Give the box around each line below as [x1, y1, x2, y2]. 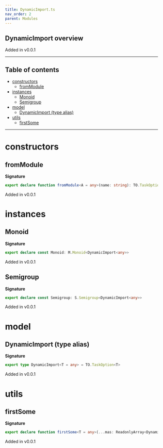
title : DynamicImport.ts [5, 7, 55, 12]
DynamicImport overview [5, 34, 83, 42]
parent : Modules [5, 16, 38, 21]
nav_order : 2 [5, 12, 32, 17]
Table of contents [5, 66, 59, 74]
